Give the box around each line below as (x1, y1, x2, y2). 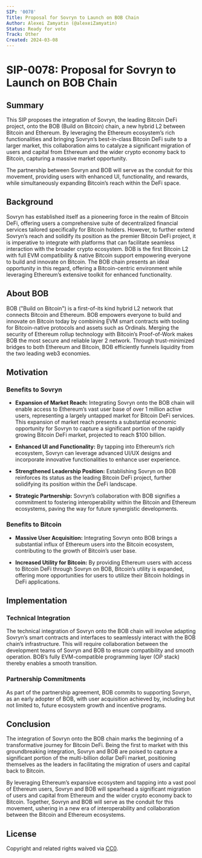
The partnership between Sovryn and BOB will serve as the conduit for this (6, 167, 193, 173)
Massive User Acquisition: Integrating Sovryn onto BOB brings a (15, 534, 177, 541)
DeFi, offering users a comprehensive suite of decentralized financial (6, 219, 178, 227)
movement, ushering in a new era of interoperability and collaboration (6, 805, 180, 812)
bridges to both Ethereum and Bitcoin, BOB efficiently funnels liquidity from (6, 343, 194, 350)
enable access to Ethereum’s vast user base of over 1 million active (15, 405, 182, 413)
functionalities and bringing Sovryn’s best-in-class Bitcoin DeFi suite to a (6, 136, 187, 142)
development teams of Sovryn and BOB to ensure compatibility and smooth (6, 647, 195, 654)
